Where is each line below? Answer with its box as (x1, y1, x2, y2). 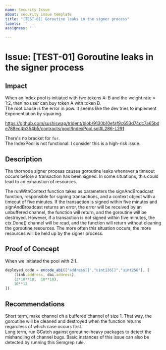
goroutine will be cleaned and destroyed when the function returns (5, 318, 142, 324)
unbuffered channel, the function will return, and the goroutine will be (5, 209, 147, 215)
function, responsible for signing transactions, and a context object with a (5, 193, 156, 199)
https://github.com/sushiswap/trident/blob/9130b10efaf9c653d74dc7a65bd (5, 120, 160, 127)
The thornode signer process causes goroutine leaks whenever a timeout (5, 168, 155, 174)
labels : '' (5, 21, 28, 26)
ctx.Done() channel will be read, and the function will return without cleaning (5, 219, 162, 226)
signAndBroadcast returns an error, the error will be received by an (5, 204, 142, 210)
